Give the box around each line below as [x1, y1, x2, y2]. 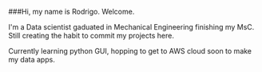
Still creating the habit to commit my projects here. [8, 31, 174, 40]
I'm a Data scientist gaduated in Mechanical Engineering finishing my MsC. [8, 22, 255, 31]
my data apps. [8, 55, 56, 64]
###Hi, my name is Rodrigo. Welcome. [8, 7, 135, 16]
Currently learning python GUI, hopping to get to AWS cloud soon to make [8, 46, 252, 55]
